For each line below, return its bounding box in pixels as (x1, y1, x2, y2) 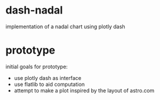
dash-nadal (5, 4, 63, 17)
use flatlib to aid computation (14, 81, 85, 88)
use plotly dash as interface (14, 74, 82, 81)
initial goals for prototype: (5, 63, 68, 70)
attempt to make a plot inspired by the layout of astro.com (14, 86, 155, 94)
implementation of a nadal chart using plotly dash (5, 23, 126, 30)
